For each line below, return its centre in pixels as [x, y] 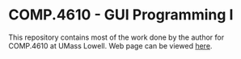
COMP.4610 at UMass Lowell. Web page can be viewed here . [110, 45]
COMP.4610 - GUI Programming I [121, 15]
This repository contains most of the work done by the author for [116, 37]
